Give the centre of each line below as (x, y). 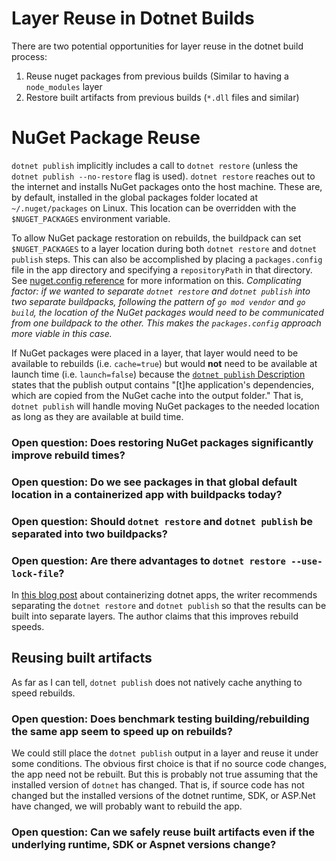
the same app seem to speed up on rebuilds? (122, 731)
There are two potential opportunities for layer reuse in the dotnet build (157, 46)
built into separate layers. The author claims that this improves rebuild (155, 616)
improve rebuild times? (68, 455)
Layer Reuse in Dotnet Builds (133, 18)
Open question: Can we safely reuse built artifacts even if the (163, 832)
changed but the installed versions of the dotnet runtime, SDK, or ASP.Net (163, 796)
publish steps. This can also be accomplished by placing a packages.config (167, 259)
